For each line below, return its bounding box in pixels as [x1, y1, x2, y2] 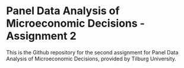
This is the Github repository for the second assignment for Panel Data [6, 48, 179, 56]
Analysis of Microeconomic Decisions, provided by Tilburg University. [6, 55, 177, 62]
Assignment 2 [6, 30, 77, 43]
